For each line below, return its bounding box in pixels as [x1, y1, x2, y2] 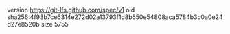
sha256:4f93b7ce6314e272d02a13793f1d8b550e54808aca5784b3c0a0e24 [7, 13, 223, 21]
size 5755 [41, 20, 69, 28]
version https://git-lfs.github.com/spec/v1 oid [7, 6, 135, 14]
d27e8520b [7, 20, 40, 28]
